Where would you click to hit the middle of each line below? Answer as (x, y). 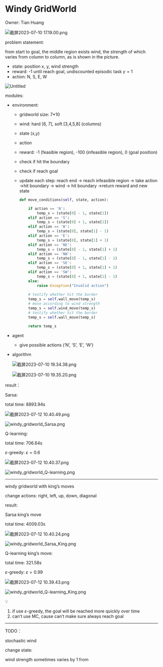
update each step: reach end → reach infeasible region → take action (88, 180)
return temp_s (42, 326)
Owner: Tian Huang (24, 22)
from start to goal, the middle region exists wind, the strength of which (75, 52)
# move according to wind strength (64, 304)
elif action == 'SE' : (50, 263)
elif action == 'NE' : (50, 245)
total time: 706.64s (24, 443)
